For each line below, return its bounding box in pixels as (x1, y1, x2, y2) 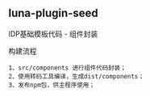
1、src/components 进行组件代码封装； (8, 64, 127, 72)
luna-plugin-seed (8, 6, 98, 20)
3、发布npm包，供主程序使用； (8, 81, 95, 89)
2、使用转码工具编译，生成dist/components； (8, 72, 145, 80)
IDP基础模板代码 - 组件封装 (8, 28, 98, 39)
